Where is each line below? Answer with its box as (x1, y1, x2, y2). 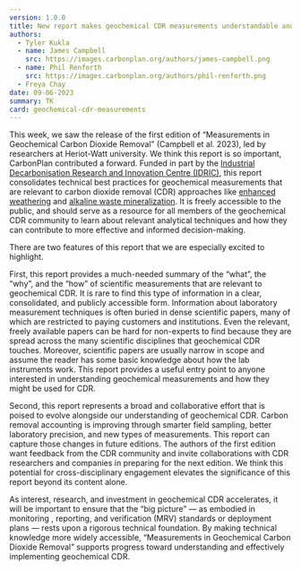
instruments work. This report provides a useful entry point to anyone (9, 364, 266, 375)
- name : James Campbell (17, 47, 106, 56)
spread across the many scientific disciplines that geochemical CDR (9, 335, 261, 346)
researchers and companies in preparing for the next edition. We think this (9, 458, 284, 469)
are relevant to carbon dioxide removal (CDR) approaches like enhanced (9, 186, 276, 197)
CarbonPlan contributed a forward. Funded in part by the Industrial (9, 158, 255, 169)
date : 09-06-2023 (9, 88, 74, 97)
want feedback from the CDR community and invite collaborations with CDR (9, 448, 289, 459)
